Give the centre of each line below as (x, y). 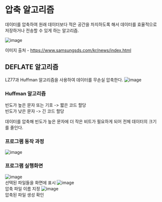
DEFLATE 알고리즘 (32, 67)
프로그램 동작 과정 (25, 141)
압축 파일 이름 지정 (23, 188)
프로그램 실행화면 (24, 166)
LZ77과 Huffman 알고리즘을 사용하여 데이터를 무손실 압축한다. (64, 80)
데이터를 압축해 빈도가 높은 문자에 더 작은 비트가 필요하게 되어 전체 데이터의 (76, 122)
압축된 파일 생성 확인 (25, 195)
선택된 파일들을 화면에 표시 (30, 183)
